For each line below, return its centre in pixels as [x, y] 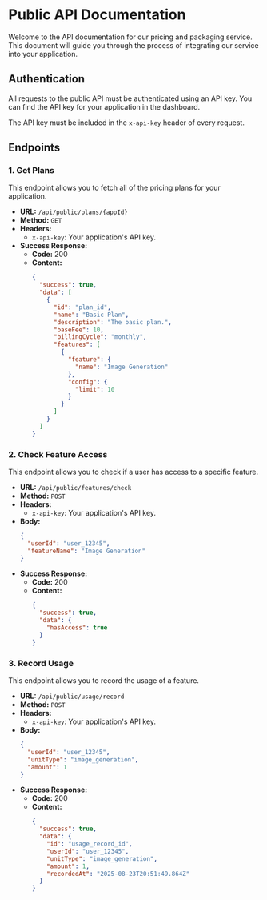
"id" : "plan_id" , [82, 307]
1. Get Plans [31, 171]
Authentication [47, 79]
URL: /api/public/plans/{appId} [74, 212]
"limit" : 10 [95, 389]
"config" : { [88, 382]
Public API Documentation [97, 15]
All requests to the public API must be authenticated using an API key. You [130, 98]
